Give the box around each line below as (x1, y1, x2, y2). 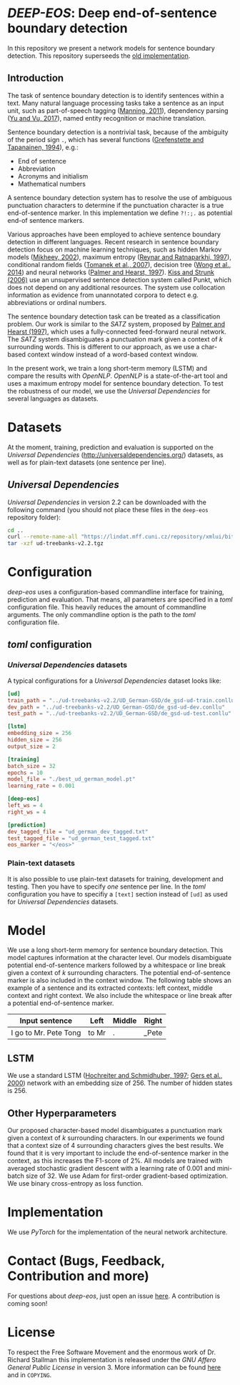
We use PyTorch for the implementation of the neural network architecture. (7, 1228, 228, 1236)
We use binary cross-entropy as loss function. (7, 1179, 144, 1188)
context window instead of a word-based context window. (27, 350, 199, 359)
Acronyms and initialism (17, 171, 89, 180)
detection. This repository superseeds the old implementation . (7, 51, 191, 60)
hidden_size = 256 (7, 736, 62, 744)
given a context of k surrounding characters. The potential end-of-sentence (7, 969, 231, 977)
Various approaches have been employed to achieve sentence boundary (7, 230, 221, 239)
